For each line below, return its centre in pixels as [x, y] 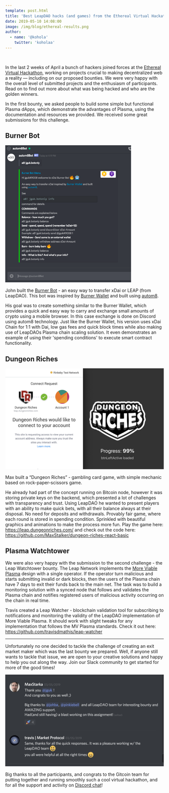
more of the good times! [30, 667]
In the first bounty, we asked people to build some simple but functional [79, 104]
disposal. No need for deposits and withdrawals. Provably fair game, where [83, 514]
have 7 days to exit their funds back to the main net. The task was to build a [83, 584]
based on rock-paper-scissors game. [44, 482]
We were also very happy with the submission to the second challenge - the [84, 563]
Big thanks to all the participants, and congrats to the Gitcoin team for [77, 774]
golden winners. [22, 94]
